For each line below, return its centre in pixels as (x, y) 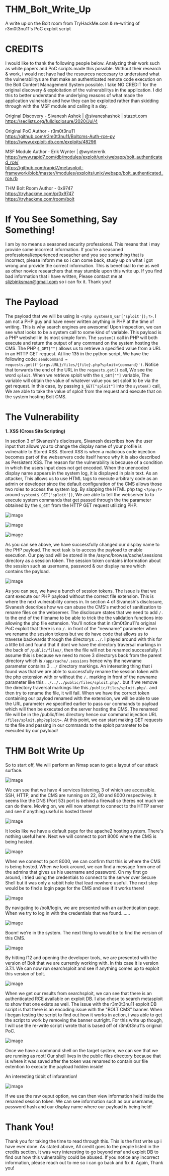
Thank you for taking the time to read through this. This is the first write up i (83, 1141)
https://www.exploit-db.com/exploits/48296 (51, 142)
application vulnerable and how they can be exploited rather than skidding (82, 101)
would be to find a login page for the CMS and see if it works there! (75, 888)
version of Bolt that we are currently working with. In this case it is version (82, 963)
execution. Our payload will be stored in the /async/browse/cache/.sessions (84, 555)
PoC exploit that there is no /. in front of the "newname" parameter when (81, 628)
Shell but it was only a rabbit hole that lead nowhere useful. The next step (81, 882)
